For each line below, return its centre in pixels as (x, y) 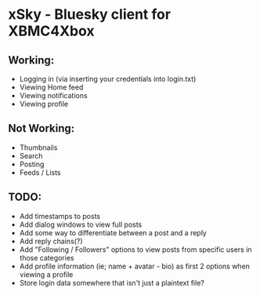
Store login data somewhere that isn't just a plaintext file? (112, 282)
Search (31, 155)
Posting (32, 164)
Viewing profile (44, 104)
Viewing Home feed (51, 87)
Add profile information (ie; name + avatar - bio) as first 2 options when (135, 266)
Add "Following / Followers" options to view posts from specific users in (135, 249)
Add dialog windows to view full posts (81, 224)
